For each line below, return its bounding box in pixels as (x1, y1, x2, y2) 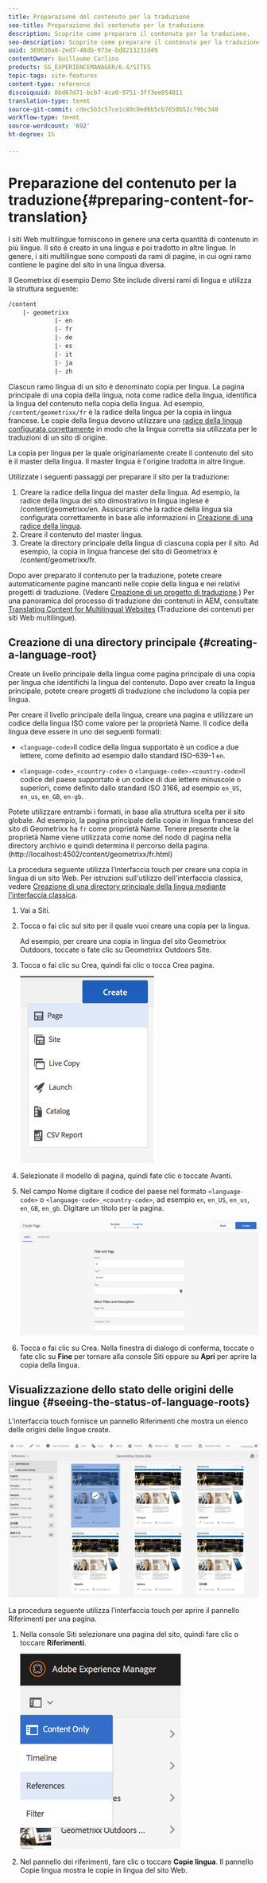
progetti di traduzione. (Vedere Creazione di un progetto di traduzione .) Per (8, 587, 255, 597)
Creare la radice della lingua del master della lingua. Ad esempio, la (19, 487, 240, 497)
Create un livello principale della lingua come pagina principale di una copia (8, 669, 256, 679)
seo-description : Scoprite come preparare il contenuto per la (8, 38, 222, 46)
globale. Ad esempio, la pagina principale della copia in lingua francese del (8, 816, 253, 825)
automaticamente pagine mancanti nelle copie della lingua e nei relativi (8, 578, 241, 589)
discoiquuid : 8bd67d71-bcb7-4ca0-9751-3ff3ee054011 (8, 88, 183, 96)
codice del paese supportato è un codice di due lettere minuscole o (19, 775, 242, 785)
